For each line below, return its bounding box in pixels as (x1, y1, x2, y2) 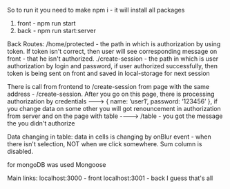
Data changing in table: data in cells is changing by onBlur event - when (7, 132, 212, 141)
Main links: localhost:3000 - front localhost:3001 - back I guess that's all (7, 174, 213, 182)
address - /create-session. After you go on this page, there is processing (7, 90, 215, 98)
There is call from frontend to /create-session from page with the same (7, 83, 209, 90)
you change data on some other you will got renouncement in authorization (7, 105, 221, 112)
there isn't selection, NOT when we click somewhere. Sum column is (7, 140, 202, 148)
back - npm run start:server (17, 27, 97, 34)
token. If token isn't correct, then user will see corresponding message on (7, 48, 218, 55)
